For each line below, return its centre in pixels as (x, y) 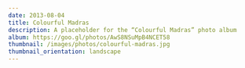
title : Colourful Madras (49, 23)
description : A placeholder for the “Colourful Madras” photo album (122, 30)
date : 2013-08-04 (37, 15)
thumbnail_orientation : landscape (65, 52)
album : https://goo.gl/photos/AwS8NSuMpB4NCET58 (89, 37)
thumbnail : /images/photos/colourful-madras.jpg (89, 45)
